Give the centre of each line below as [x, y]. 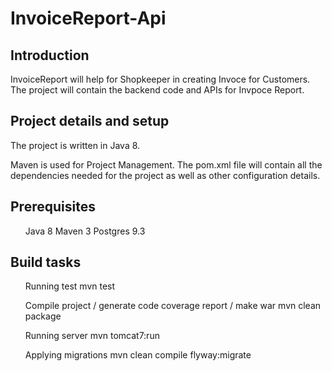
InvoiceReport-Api [88, 18]
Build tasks [46, 262]
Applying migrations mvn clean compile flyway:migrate [138, 355]
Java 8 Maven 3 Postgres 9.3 [85, 231]
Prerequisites [53, 207]
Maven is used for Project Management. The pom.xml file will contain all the [166, 164]
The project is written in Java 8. [75, 145]
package [43, 316]
